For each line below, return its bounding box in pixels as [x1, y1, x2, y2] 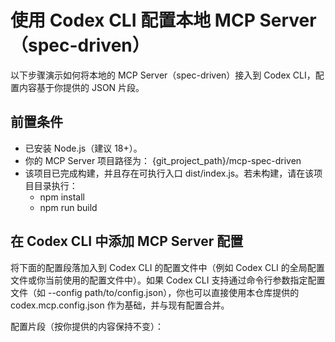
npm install [39, 191, 85, 203]
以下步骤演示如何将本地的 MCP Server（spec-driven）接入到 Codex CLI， [10, 69, 316, 81]
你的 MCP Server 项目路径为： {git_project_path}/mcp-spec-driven [24, 154, 302, 166]
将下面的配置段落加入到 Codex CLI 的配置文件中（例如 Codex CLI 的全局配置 [10, 261, 325, 273]
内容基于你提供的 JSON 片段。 [18, 81, 145, 93]
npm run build [39, 201, 98, 213]
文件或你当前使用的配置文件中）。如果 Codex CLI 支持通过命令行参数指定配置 [10, 274, 326, 286]
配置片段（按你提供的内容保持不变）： [10, 320, 164, 332]
